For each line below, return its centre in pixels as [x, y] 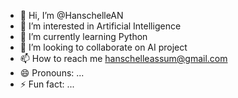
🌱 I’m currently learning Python [83, 36]
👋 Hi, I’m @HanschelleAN [71, 15]
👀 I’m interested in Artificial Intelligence [100, 26]
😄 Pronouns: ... [52, 73]
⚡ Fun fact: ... [47, 84]
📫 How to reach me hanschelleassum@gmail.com [123, 58]
